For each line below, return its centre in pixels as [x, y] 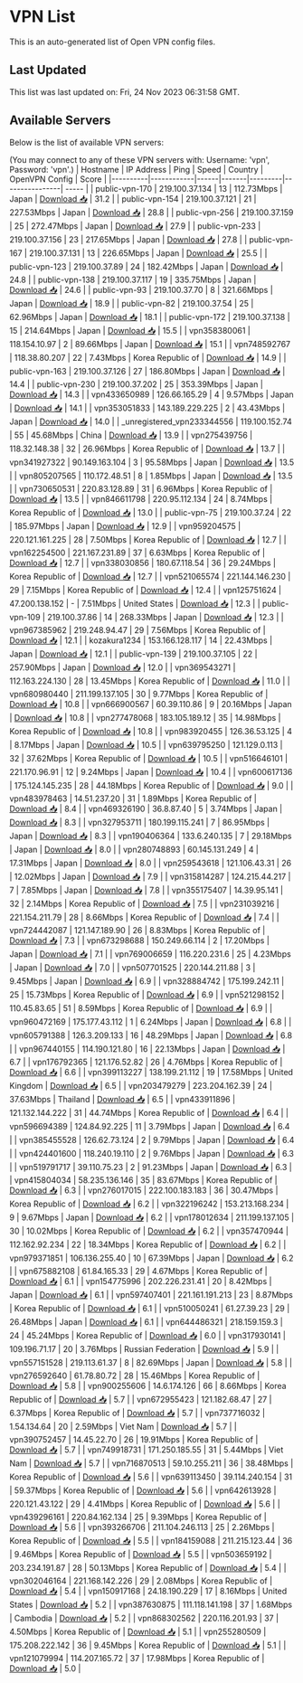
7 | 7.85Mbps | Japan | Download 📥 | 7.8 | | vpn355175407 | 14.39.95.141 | [146, 890]
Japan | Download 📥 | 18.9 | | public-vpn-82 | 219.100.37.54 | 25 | [132, 303]
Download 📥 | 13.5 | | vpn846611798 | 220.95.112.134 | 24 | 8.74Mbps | [141, 498]
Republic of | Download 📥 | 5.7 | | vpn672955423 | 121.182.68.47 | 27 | [141, 1399]
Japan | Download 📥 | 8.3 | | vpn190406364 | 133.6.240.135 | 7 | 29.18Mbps [151, 836]
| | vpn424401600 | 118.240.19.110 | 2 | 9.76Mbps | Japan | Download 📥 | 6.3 [151, 1153]
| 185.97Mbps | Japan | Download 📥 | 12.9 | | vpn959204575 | [125, 525]
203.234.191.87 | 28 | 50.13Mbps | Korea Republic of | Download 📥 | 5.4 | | [148, 1567]
